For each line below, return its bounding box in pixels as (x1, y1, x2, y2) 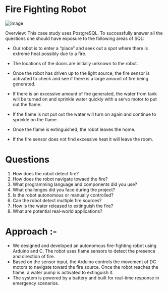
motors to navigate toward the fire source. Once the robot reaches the (12, 264, 159, 270)
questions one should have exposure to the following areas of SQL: (5, 35, 145, 41)
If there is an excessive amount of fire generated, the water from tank (12, 90, 157, 96)
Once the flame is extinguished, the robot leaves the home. (12, 126, 136, 132)
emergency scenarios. (12, 280, 60, 286)
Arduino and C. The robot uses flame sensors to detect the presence (12, 248, 156, 254)
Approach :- (5, 226, 57, 237)
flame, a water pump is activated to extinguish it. (12, 269, 114, 275)
